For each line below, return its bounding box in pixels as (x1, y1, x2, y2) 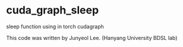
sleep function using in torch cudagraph (6, 23, 104, 30)
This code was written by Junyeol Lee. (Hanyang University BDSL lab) (6, 34, 178, 41)
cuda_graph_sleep (6, 4, 99, 17)
